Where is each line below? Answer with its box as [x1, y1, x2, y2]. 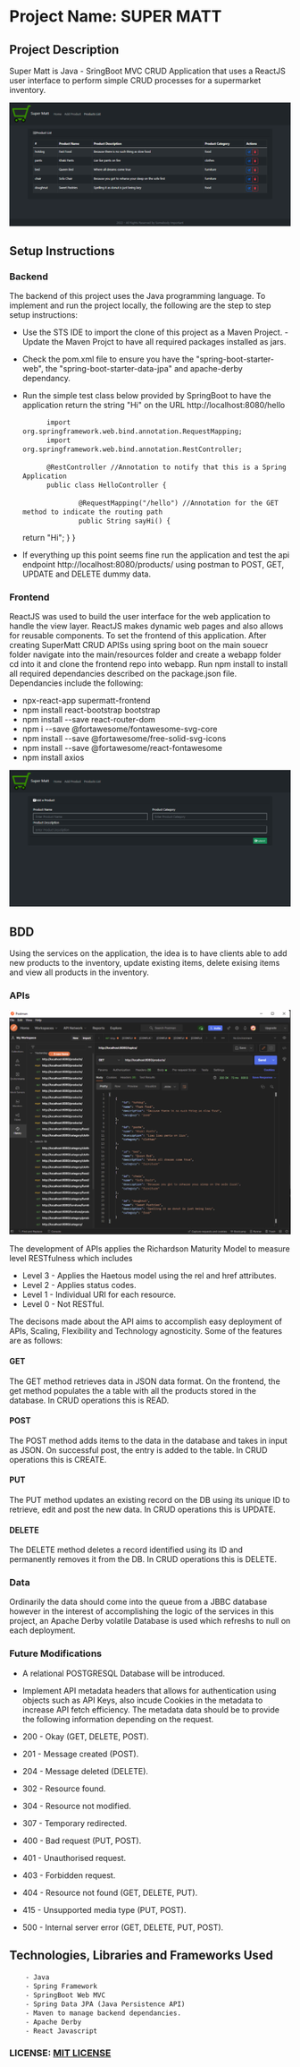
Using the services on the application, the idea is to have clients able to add [9, 947, 287, 959]
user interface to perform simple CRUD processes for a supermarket [9, 75, 262, 86]
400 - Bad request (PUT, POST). [21, 1835, 142, 1846]
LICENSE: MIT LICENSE [9, 2047, 112, 2060]
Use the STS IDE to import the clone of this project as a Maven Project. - [21, 327, 288, 337]
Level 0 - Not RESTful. [21, 1299, 104, 1310]
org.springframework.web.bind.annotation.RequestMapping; [21, 427, 243, 436]
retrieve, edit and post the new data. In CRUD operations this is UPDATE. [9, 1504, 276, 1515]
